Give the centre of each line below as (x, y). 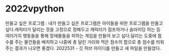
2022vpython (35, 9)
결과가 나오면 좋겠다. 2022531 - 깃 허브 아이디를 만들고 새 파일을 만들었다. (88, 48)
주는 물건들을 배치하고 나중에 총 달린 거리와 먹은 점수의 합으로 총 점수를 (85, 42)
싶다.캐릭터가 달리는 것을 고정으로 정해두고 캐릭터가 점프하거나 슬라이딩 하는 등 (83, 29)
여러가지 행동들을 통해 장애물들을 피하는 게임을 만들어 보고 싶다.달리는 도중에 (81, 35)
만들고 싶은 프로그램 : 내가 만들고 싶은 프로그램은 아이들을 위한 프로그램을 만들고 (84, 23)
